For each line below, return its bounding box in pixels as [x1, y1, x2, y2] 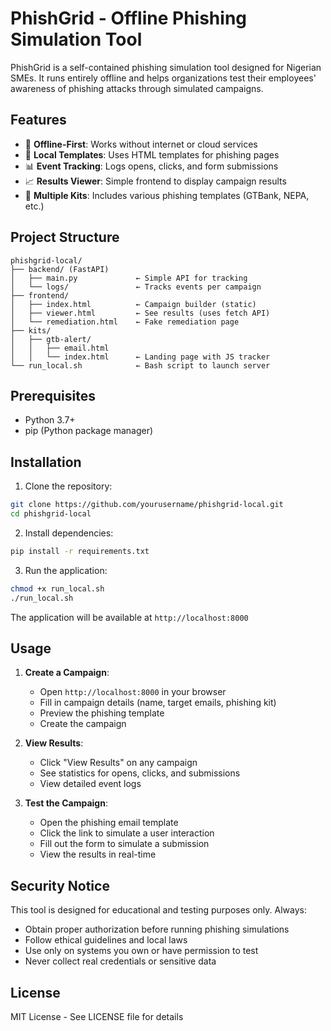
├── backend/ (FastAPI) [10, 264, 110, 274]
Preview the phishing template [39, 707, 165, 719]
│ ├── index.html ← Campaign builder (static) [10, 299, 257, 309]
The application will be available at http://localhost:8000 [10, 611, 249, 623]
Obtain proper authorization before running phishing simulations [24, 923, 290, 936]
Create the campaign [39, 718, 127, 730]
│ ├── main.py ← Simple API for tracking [10, 273, 248, 283]
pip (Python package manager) [24, 425, 154, 437]
